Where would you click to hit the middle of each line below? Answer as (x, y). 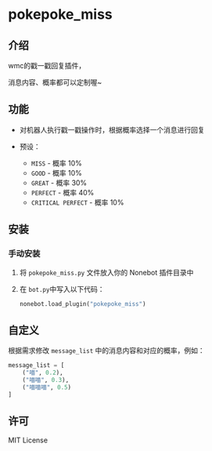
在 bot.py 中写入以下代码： (62, 289)
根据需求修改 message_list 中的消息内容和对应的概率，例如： (106, 351)
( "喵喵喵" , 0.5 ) (47, 387)
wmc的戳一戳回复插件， (47, 65)
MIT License (28, 440)
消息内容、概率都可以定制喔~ (55, 82)
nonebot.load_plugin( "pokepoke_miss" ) (83, 304)
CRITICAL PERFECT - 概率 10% (77, 202)
